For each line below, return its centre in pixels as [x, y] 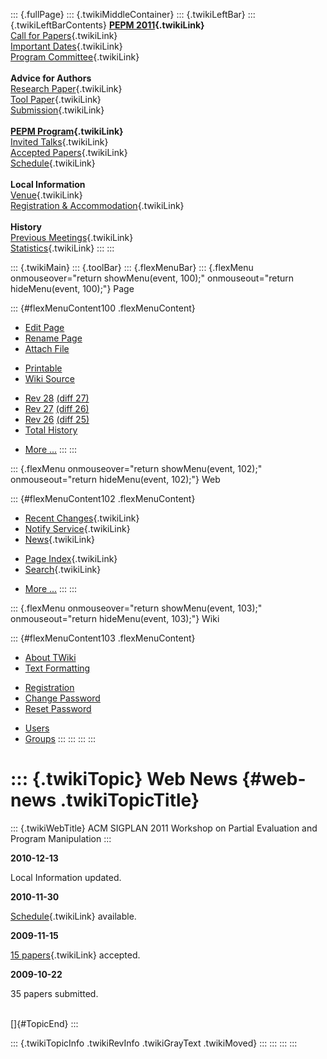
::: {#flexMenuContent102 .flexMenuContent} [103, 498]
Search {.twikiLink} [63, 569]
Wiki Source [49, 378]
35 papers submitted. [54, 993]
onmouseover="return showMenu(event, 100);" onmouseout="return [152, 278]
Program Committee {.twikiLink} [75, 57]
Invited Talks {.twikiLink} [59, 142]
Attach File [47, 348]
